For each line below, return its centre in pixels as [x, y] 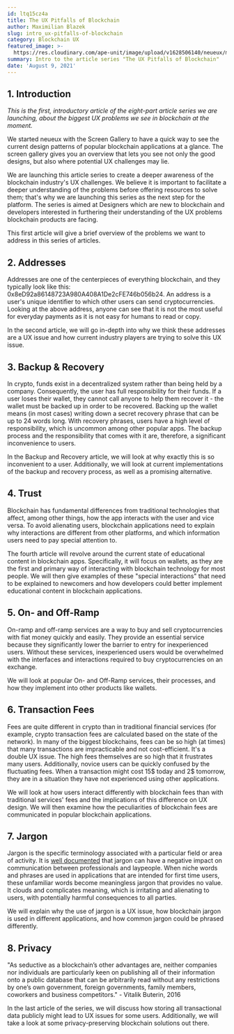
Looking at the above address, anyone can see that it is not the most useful [115, 309]
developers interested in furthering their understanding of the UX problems [115, 212]
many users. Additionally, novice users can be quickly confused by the [109, 763]
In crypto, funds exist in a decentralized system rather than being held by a [115, 384]
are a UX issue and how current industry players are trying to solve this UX [114, 338]
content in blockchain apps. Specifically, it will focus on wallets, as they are [115, 561]
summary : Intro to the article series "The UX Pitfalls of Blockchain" [113, 59]
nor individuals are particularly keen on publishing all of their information [111, 972]
